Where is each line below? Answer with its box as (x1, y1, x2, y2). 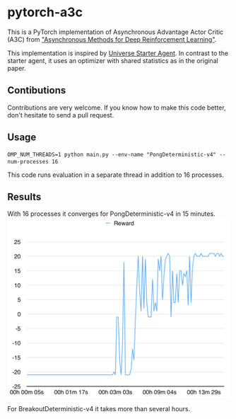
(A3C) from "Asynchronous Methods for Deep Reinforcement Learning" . (7, 35, 217, 43)
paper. (7, 64, 26, 72)
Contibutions (7, 84, 66, 96)
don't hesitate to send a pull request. (7, 110, 114, 119)
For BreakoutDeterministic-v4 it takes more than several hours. (7, 404, 191, 413)
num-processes (7, 158, 49, 165)
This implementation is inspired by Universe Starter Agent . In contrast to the (7, 49, 228, 57)
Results (7, 190, 42, 202)
